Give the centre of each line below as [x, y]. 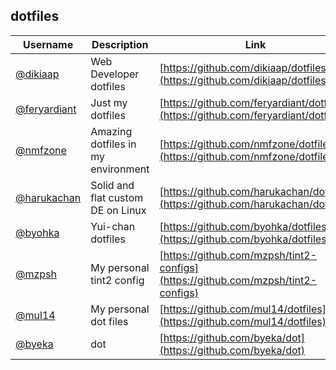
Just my [109, 102]
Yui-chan [113, 226]
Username [48, 44]
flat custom [117, 197]
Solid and [112, 185]
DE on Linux [118, 210]
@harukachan [48, 197]
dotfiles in [113, 144]
